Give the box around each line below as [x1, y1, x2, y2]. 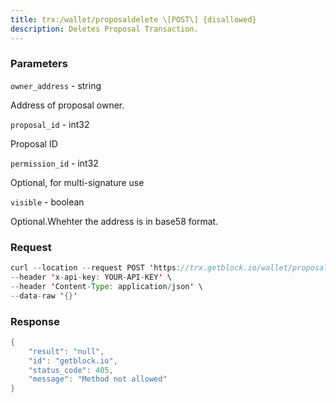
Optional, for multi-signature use [10, 176, 145, 188]
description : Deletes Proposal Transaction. [10, 24, 199, 34]
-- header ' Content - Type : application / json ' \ [10, 281, 203, 291]
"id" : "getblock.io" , [28, 356, 118, 366]
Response [10, 314, 60, 328]
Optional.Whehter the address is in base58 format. [10, 215, 219, 227]
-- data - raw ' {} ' [10, 291, 78, 301]
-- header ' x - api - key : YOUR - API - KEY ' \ [10, 272, 172, 282]
